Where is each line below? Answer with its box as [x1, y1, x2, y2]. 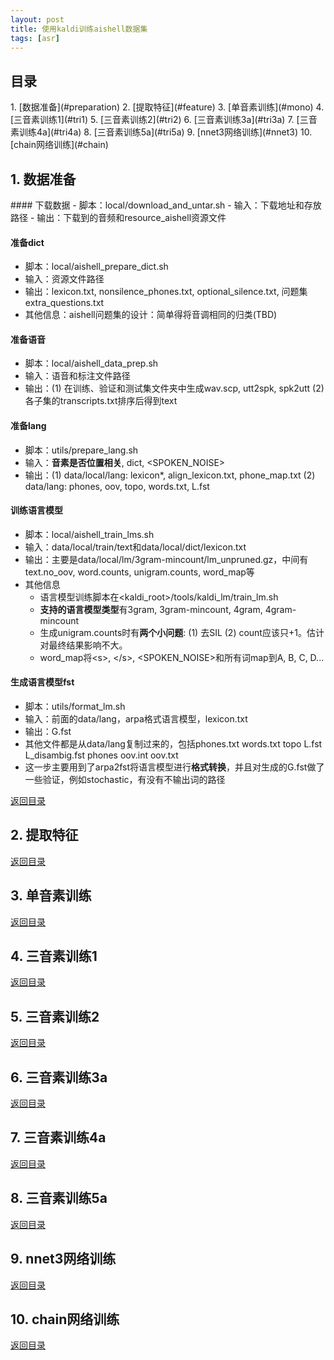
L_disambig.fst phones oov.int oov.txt [24, 749, 179, 761]
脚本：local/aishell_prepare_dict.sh [24, 261, 169, 273]
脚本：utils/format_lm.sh [24, 701, 126, 713]
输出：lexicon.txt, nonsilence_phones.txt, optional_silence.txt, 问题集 [24, 286, 308, 298]
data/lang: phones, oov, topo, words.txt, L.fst [24, 480, 210, 492]
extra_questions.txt [24, 297, 105, 309]
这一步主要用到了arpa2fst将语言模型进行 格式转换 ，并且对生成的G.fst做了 [24, 761, 325, 773]
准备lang [10, 420, 47, 431]
